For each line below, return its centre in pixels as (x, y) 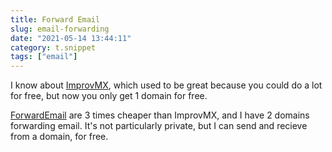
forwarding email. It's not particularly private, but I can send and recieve (159, 126)
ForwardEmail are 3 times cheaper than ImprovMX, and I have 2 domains (160, 115)
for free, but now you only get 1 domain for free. (109, 96)
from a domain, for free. (59, 137)
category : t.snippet (53, 47)
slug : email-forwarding (60, 29)
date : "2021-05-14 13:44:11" (71, 38)
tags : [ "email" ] (44, 57)
